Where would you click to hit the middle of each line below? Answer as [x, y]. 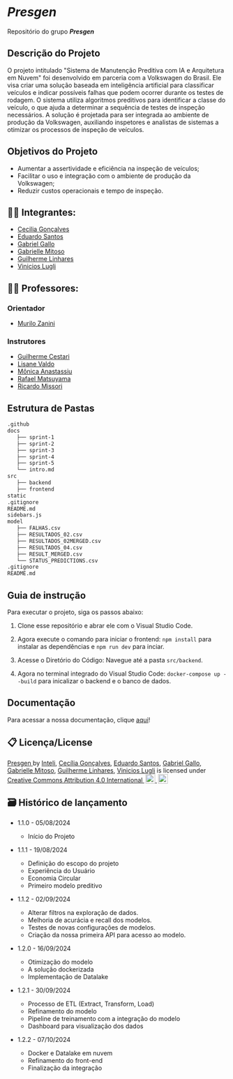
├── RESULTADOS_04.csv [49, 548]
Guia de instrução [46, 595]
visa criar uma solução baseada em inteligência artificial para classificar [111, 85]
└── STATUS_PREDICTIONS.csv [57, 560]
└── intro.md [35, 470]
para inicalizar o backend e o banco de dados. [105, 680]
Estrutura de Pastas [51, 408]
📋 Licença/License [50, 743]
